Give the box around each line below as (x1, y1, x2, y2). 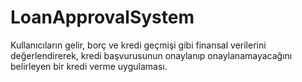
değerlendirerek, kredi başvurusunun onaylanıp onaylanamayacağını (10, 49, 293, 61)
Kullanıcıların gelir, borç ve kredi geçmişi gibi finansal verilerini (10, 39, 267, 51)
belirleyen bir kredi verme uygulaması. (10, 60, 168, 72)
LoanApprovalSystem (10, 6, 195, 29)
